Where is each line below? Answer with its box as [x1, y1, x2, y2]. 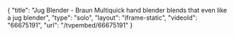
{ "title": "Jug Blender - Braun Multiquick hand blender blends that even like [7, 6, 228, 14]
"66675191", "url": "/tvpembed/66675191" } [7, 21, 133, 29]
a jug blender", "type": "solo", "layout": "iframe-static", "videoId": [7, 13, 198, 22]
